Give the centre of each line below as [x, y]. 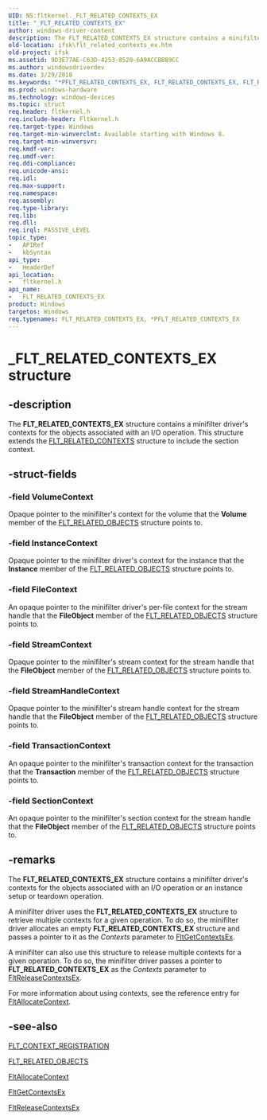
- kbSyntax [30, 252]
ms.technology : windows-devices [62, 97]
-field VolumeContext [51, 497]
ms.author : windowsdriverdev [56, 68]
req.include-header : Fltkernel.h [64, 119]
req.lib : [23, 216]
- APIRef [26, 245]
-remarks [32, 860]
